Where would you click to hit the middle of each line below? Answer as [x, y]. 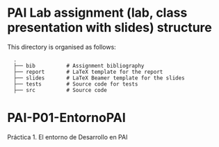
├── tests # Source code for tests [76, 84]
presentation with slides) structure [109, 28]
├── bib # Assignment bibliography [79, 65]
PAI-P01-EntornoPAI [67, 118]
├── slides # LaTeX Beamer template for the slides [99, 78]
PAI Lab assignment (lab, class [97, 13]
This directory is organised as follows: [62, 47]
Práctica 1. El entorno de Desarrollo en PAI [67, 137]
